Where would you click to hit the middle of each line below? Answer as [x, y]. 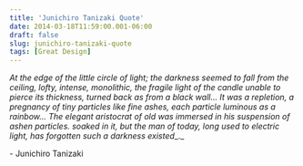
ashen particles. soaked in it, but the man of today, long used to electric [145, 126]
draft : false [34, 35]
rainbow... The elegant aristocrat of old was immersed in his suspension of [150, 117]
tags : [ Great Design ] [50, 52]
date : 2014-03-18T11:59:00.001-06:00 [81, 26]
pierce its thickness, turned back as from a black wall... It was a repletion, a [151, 98]
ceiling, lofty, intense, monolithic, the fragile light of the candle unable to [145, 88]
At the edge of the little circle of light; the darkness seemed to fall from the [149, 78]
